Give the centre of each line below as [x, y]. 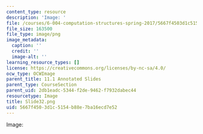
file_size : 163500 [29, 29]
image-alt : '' [29, 57]
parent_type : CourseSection [42, 85]
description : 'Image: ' [36, 18]
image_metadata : [27, 40]
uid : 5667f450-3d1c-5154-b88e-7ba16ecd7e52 [62, 107]
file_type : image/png [34, 34]
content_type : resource [36, 12]
